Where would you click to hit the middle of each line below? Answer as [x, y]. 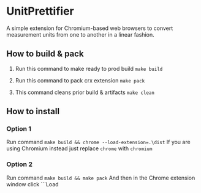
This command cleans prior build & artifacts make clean [85, 92]
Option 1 [19, 129]
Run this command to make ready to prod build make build [89, 68]
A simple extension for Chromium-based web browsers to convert [90, 28]
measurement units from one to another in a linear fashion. [80, 34]
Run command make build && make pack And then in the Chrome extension [101, 178]
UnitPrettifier [40, 11]
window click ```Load [33, 184]
